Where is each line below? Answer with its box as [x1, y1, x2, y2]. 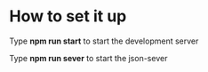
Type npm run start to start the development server [9, 36, 199, 46]
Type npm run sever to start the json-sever [9, 52, 168, 63]
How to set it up [9, 6, 127, 27]
